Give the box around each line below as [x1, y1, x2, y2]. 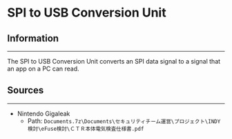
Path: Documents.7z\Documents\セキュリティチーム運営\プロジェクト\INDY [27, 116, 221, 125]
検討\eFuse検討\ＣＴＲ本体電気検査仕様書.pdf [27, 125, 144, 132]
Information [7, 33, 59, 44]
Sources [7, 84, 44, 96]
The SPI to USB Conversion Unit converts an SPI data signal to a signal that [7, 57, 221, 65]
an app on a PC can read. [7, 64, 79, 73]
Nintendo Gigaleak [17, 109, 70, 118]
